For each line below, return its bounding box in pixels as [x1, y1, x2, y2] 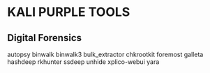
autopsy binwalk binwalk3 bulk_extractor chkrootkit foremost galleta [7, 50, 204, 58]
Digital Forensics [7, 32, 82, 44]
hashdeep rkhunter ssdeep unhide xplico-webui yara [7, 58, 160, 66]
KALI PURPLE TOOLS [7, 4, 130, 20]
